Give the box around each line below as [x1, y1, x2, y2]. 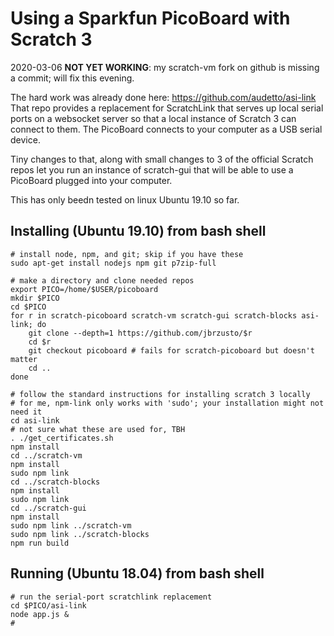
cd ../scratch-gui [10, 503, 87, 513]
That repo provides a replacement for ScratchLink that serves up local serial [10, 102, 324, 114]
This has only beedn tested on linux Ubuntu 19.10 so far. [10, 193, 240, 206]
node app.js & [10, 609, 70, 619]
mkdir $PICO [10, 293, 60, 303]
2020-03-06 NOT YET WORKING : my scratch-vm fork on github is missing [10, 61, 320, 73]
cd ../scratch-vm [10, 450, 83, 461]
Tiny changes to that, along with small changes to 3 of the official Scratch [10, 153, 314, 165]
